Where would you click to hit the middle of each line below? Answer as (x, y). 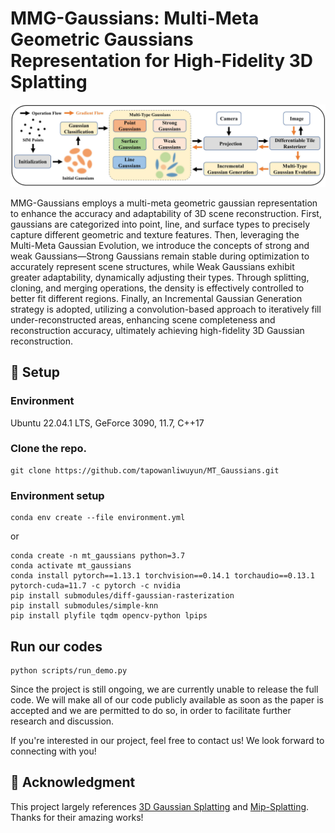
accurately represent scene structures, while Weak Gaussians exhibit (152, 266)
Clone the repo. (49, 449)
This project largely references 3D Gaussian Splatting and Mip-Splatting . (160, 806)
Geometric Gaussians (102, 39)
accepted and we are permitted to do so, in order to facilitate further (151, 710)
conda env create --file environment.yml (98, 518)
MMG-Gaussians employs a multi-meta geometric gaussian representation (164, 203)
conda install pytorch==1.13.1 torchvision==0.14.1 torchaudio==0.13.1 (162, 576)
